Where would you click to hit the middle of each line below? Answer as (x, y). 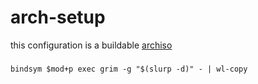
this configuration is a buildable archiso (91, 45)
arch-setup (58, 17)
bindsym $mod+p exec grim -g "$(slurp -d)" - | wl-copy (129, 69)
